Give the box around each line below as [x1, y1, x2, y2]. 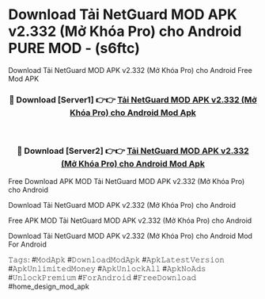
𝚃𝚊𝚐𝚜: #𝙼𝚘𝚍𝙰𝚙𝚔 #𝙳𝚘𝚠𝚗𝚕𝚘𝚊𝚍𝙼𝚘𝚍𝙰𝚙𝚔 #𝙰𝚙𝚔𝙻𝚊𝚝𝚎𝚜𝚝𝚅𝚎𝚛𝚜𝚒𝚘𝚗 [8, 255, 225, 264]
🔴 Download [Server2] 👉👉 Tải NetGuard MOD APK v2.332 [17, 145, 249, 156]
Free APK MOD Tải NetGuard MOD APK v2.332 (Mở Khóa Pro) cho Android [8, 216, 252, 225]
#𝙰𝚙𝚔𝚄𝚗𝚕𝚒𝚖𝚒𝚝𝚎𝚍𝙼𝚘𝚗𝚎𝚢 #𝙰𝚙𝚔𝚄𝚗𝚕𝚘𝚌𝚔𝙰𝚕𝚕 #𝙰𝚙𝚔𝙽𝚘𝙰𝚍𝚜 [8, 263, 206, 273]
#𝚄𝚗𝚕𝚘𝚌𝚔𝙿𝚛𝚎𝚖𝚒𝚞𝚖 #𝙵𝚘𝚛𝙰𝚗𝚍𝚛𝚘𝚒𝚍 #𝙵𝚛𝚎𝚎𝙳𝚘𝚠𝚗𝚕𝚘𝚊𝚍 [8, 272, 196, 282]
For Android [8, 240, 47, 249]
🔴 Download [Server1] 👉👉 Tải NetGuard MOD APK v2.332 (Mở [9, 94, 257, 105]
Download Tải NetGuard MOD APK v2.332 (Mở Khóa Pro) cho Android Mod [8, 231, 253, 240]
